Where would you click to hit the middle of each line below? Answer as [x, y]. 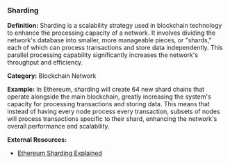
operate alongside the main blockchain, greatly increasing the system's [109, 97]
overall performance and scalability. [58, 126]
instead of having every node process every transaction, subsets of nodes [114, 112]
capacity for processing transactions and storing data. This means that [109, 104]
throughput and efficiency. [45, 63]
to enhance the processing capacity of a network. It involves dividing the [112, 33]
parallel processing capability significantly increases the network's [103, 55]
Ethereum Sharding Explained [60, 153]
